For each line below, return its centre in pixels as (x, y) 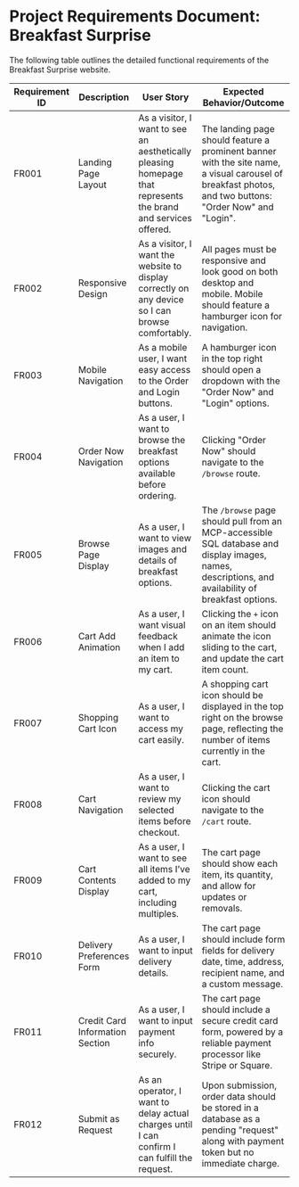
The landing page (238, 128)
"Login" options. (235, 403)
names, (217, 565)
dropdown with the (241, 381)
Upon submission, (239, 1085)
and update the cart (243, 658)
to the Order (163, 381)
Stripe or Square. (237, 1065)
